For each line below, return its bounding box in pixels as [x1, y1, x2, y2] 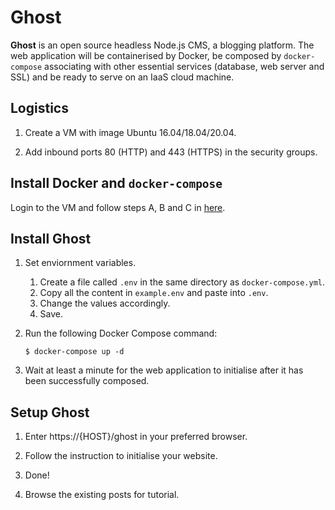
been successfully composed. [24, 375, 150, 387]
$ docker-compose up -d [24, 347, 125, 357]
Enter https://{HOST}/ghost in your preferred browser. [24, 431, 248, 443]
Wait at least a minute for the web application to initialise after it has [24, 364, 304, 376]
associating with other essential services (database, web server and [44, 60, 325, 72]
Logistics [10, 100, 69, 117]
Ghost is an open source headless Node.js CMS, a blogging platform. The [10, 39, 315, 51]
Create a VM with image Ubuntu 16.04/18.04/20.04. [24, 126, 237, 138]
